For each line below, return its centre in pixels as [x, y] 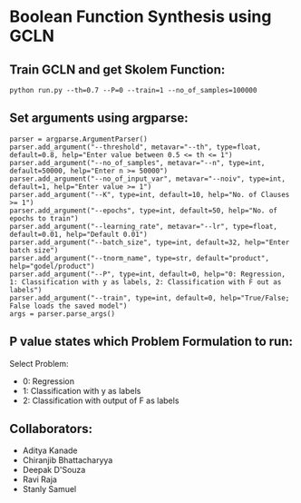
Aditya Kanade [50, 450]
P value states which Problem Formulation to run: [151, 342]
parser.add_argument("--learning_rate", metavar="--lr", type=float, [144, 226]
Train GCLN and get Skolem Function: [117, 69]
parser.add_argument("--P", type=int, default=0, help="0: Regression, [147, 274]
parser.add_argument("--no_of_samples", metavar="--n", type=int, [137, 163]
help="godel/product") [52, 266]
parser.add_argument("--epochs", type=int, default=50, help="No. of [144, 211]
